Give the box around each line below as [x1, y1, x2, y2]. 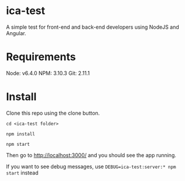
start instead [6, 169, 39, 176]
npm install [6, 131, 35, 137]
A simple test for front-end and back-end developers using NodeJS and [6, 23, 180, 30]
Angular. [6, 29, 26, 36]
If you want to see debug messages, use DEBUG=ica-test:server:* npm [6, 163, 176, 170]
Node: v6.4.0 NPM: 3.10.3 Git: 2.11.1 [6, 69, 90, 77]
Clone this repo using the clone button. [6, 110, 100, 117]
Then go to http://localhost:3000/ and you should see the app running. [6, 151, 177, 159]
